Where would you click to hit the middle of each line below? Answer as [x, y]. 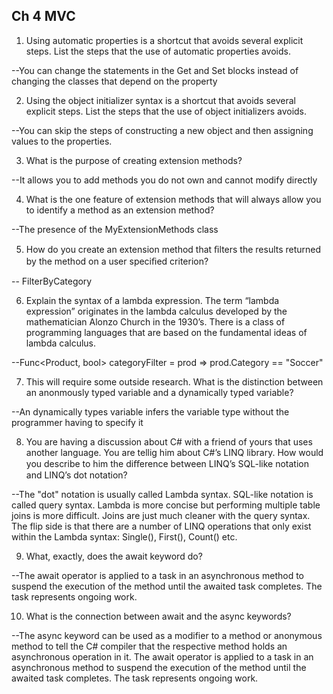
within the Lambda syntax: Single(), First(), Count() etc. [124, 536]
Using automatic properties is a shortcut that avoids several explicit [164, 40]
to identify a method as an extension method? [120, 210]
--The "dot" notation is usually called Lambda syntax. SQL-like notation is [162, 494]
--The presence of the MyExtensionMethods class [115, 229]
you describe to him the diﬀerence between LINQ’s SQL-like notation [167, 463]
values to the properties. [62, 141]
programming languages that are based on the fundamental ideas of [166, 332]
